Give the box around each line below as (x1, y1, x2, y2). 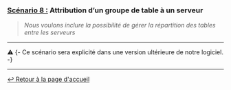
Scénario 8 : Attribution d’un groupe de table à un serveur (7, 5, 203, 15)
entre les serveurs (23, 28, 76, 36)
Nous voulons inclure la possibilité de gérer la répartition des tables (23, 21, 216, 30)
